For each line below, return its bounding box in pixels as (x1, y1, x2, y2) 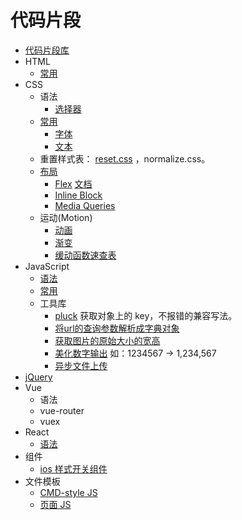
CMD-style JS (39, 486, 98, 498)
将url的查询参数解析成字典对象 (54, 322, 180, 334)
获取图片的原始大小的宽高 (54, 334, 161, 346)
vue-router (39, 404, 85, 416)
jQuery (24, 371, 53, 383)
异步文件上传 (54, 359, 108, 371)
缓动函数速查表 (54, 249, 117, 261)
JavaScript (24, 260, 70, 272)
